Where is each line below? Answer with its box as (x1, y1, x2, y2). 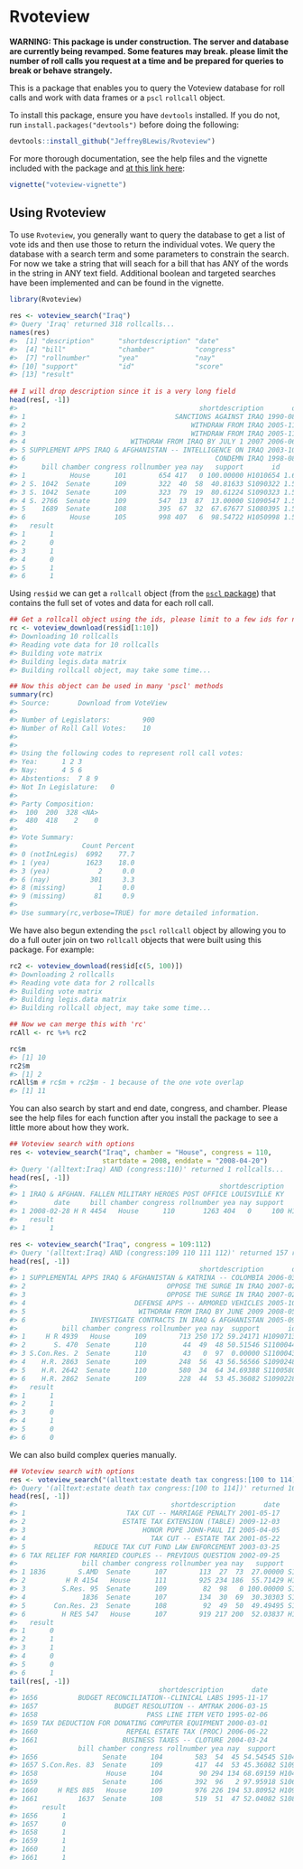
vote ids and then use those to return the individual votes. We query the (9, 238, 276, 249)
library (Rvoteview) (9, 294, 83, 304)
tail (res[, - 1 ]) (9, 1677, 70, 1686)
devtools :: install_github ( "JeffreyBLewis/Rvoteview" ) (9, 136, 216, 145)
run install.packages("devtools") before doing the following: (9, 119, 240, 130)
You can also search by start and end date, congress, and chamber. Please (9, 1103, 289, 1114)
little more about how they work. (9, 1122, 130, 1133)
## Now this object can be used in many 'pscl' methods (9, 682, 224, 691)
